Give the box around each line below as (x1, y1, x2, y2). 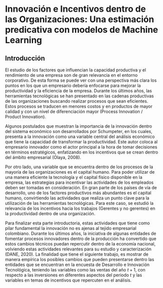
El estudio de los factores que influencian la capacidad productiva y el (5, 67, 146, 73)
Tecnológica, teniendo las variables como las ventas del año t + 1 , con (5, 267, 145, 272)
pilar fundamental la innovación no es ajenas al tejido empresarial (5, 225, 137, 231)
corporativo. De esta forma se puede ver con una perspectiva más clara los (5, 77, 157, 83)
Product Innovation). (5, 114, 46, 119)
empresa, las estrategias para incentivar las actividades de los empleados (5, 179, 154, 185)
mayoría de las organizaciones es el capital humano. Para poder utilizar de (5, 169, 155, 175)
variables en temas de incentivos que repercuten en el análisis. (5, 277, 132, 283)
